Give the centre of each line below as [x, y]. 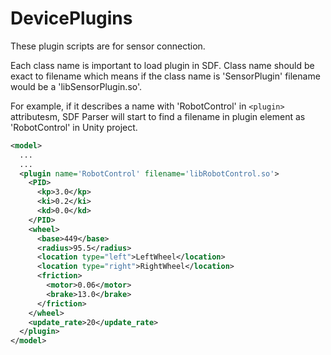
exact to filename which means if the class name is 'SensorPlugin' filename [165, 76]
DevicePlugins [71, 18]
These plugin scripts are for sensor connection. [108, 46]
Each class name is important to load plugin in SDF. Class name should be [162, 65]
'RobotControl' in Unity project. [74, 127]
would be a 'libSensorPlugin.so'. [76, 86]
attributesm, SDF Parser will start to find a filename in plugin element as [158, 116]
